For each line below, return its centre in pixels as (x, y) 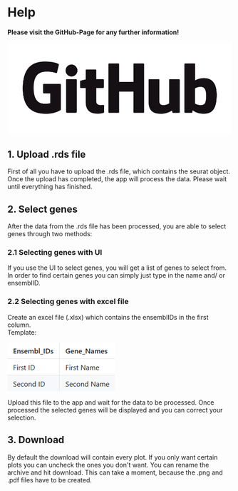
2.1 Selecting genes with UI (55, 253)
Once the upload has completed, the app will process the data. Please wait (117, 179)
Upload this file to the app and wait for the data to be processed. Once (111, 402)
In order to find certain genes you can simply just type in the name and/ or (117, 275)
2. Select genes (43, 209)
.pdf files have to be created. (50, 480)
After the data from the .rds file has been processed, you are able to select (117, 226)
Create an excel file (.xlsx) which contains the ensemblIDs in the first (108, 317)
